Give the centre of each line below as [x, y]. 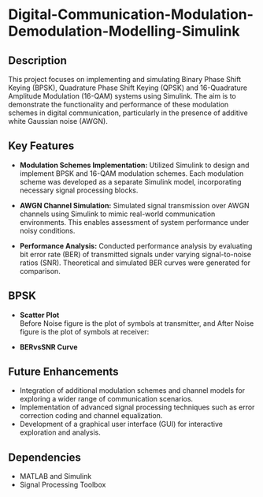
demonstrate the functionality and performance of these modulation [119, 105]
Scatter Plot [39, 315]
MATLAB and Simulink [56, 476]
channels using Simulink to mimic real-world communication [117, 214]
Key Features [41, 146]
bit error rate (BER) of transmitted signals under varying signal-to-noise [135, 254]
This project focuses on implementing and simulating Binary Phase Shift [125, 79]
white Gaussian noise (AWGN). [58, 121]
